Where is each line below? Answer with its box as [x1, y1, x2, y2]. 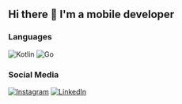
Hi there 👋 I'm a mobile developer [8, 8, 175, 21]
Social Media [8, 69, 59, 80]
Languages [8, 32, 53, 43]
